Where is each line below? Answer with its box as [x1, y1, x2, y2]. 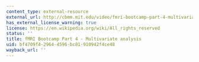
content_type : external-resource [6, 8, 89, 15]
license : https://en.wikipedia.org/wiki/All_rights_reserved [6, 25, 161, 31]
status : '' [6, 31, 33, 37]
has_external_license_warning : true [6, 19, 97, 25]
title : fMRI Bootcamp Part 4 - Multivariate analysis [6, 36, 142, 42]
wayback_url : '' [6, 47, 46, 53]
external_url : [6, 14, 41, 20]
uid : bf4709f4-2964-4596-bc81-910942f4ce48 [6, 42, 115, 48]
